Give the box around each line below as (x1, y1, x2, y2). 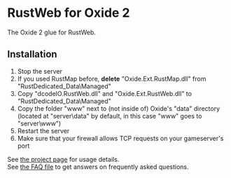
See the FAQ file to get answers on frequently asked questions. (7, 163, 189, 171)
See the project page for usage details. (7, 155, 120, 163)
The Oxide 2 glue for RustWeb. (7, 28, 97, 36)
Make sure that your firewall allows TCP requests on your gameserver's (17, 134, 224, 142)
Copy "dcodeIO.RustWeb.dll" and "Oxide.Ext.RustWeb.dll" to (17, 89, 192, 97)
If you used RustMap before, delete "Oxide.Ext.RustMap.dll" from (17, 74, 206, 83)
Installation (7, 48, 57, 60)
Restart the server (17, 126, 70, 135)
